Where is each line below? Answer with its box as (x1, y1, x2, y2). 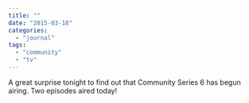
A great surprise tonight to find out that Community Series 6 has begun (8, 77, 241, 87)
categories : (8, 26, 48, 34)
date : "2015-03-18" (8, 19, 73, 27)
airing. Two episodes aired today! (8, 86, 118, 95)
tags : (8, 41, 26, 49)
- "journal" (15, 33, 56, 42)
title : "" (8, 11, 41, 20)
